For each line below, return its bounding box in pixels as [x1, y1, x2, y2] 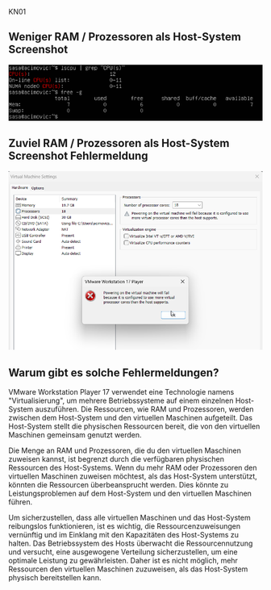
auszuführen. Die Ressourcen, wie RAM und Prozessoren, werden [35, 404, 254, 414]
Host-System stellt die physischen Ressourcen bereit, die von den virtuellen [8, 421, 261, 431]
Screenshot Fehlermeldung [8, 149, 148, 163]
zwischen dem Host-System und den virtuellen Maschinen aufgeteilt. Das [8, 413, 252, 423]
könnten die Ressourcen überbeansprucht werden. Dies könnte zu [8, 480, 229, 490]
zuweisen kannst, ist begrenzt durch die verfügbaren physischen [8, 454, 224, 464]
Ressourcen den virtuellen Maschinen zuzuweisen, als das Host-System [8, 564, 248, 574]
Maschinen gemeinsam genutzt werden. [8, 430, 143, 440]
